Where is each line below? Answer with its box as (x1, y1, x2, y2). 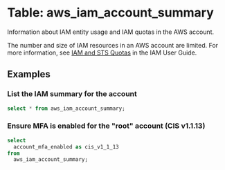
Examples (7, 68, 51, 80)
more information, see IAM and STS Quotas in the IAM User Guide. (7, 48, 197, 57)
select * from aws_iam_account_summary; (7, 105, 126, 112)
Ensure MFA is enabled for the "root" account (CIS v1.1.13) (7, 121, 206, 131)
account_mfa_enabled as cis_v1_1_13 (13, 143, 119, 150)
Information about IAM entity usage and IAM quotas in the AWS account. (7, 28, 215, 36)
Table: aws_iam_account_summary (7, 5, 215, 21)
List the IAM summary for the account (7, 89, 137, 99)
